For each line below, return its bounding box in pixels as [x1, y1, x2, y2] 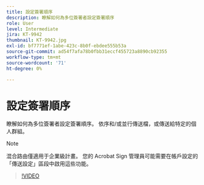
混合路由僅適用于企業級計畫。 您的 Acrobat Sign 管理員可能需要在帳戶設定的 [6, 153, 199, 160]
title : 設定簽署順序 [6, 9, 53, 15]
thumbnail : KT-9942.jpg [6, 37, 67, 43]
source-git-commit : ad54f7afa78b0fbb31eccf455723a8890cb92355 [6, 49, 167, 55]
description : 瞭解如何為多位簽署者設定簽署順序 [6, 15, 114, 21]
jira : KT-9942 [6, 32, 43, 38]
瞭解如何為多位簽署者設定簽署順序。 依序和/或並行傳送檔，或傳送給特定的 [6, 120, 191, 128]
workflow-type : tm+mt [6, 54, 62, 60]
